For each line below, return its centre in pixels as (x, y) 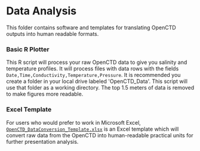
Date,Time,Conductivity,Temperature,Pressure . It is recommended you (93, 75)
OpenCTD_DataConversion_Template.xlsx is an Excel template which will (93, 129)
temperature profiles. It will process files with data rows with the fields (93, 69)
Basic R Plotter (28, 49)
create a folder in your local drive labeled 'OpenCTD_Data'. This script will (97, 81)
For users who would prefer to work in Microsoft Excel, (74, 122)
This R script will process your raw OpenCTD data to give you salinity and (97, 62)
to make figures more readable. (45, 94)
